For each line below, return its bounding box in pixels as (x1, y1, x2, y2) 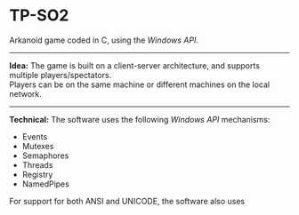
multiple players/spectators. (9, 69, 112, 80)
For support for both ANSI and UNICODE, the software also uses (9, 195, 246, 206)
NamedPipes (21, 179, 69, 189)
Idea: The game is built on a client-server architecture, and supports (9, 60, 261, 71)
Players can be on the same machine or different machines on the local (9, 79, 270, 90)
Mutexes (21, 140, 54, 151)
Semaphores (21, 150, 69, 161)
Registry (21, 169, 53, 179)
